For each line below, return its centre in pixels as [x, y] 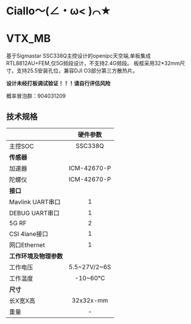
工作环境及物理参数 [36, 256]
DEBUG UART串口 [35, 213]
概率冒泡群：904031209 [36, 96]
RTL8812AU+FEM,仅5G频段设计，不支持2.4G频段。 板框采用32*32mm [93, 63]
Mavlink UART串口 [35, 202]
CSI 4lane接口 [29, 234]
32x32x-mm [90, 300]
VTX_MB [29, 39]
